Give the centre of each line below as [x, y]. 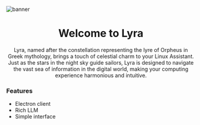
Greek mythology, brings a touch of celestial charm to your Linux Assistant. [101, 56]
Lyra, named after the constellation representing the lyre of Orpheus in [101, 50]
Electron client [33, 104]
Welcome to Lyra [101, 33]
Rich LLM [26, 110]
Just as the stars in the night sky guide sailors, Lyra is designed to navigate [101, 62]
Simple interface [35, 117]
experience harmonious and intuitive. [101, 75]
